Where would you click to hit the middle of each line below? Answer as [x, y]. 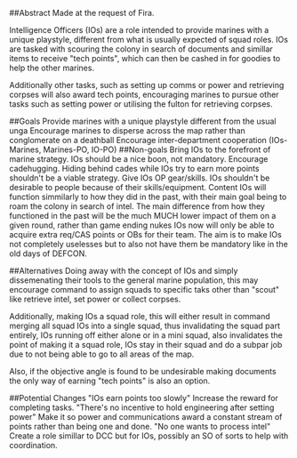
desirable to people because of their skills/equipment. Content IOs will [138, 187]
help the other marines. [52, 68]
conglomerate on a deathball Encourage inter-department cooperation [138, 140]
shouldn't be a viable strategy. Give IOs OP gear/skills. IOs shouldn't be [140, 178]
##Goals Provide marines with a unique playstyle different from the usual [143, 121]
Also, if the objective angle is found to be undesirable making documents [143, 371]
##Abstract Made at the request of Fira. [82, 13]
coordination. [33, 445]
